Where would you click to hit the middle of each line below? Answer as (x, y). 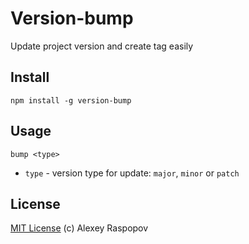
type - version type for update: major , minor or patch (132, 173)
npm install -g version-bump (71, 100)
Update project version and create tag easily (102, 46)
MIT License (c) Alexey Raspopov (79, 228)
